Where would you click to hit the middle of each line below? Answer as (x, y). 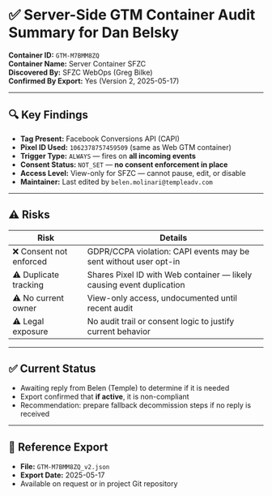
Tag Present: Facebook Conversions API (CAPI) (100, 139)
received (35, 414)
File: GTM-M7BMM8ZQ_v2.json (65, 467)
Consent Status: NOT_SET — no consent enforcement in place (124, 165)
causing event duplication (136, 284)
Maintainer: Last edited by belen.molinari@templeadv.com (116, 182)
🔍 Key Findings (49, 115)
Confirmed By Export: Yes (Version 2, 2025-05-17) (94, 81)
